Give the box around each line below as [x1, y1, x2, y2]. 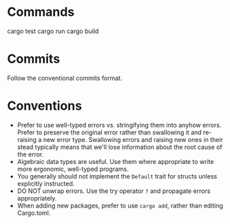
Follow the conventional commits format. [7, 74, 123, 82]
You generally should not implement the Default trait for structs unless [17, 172, 218, 180]
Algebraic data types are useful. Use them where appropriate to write [17, 157, 214, 165]
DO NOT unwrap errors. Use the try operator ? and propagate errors [17, 187, 211, 195]
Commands [7, 4, 75, 20]
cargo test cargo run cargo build [7, 27, 99, 35]
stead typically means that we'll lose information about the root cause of [17, 143, 222, 151]
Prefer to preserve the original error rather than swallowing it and [17, 128, 202, 136]
